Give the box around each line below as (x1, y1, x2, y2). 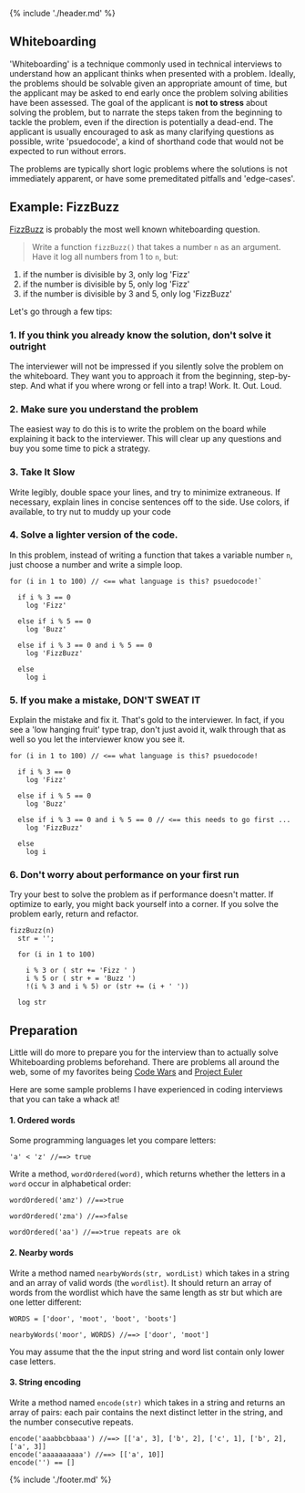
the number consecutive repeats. (9, 1416, 134, 1427)
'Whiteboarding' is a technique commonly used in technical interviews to (9, 58, 282, 69)
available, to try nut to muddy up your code (9, 506, 171, 517)
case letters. (9, 1355, 56, 1367)
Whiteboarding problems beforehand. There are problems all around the (9, 1057, 280, 1068)
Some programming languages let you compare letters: (9, 1135, 217, 1146)
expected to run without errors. (9, 145, 127, 156)
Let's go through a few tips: (9, 306, 113, 317)
